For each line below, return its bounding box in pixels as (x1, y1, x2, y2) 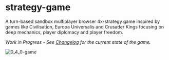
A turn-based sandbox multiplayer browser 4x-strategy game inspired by (5, 18, 160, 24)
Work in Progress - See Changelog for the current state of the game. (5, 39, 151, 45)
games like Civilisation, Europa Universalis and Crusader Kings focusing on (5, 23, 164, 29)
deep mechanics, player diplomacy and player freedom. (5, 29, 123, 35)
